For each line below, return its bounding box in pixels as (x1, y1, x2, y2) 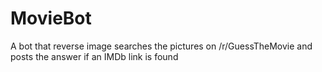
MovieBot (10, 7, 92, 30)
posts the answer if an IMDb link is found (10, 50, 179, 62)
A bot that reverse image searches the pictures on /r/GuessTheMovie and (10, 40, 313, 52)
